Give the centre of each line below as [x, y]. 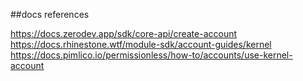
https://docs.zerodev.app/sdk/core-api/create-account [124, 33]
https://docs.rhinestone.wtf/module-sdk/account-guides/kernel [141, 44]
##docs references [50, 14]
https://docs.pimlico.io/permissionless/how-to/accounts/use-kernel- [151, 55]
